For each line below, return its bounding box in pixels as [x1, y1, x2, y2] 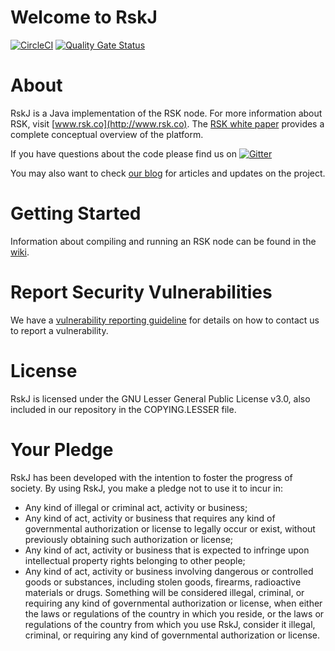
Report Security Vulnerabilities [10, 281, 273, 303]
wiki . [10, 246, 30, 258]
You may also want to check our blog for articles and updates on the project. [10, 167, 326, 179]
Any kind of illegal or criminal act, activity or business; [24, 501, 248, 513]
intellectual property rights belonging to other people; [24, 554, 246, 566]
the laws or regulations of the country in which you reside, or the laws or [24, 607, 325, 620]
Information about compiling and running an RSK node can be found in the [10, 235, 317, 247]
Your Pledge [10, 438, 114, 461]
